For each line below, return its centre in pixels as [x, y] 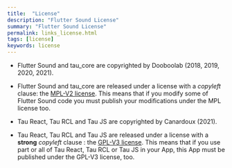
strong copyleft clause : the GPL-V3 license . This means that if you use [119, 142]
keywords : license [34, 46]
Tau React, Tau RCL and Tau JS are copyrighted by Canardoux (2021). [117, 121]
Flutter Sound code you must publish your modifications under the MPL [119, 101]
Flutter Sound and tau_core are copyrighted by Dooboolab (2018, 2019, [118, 65]
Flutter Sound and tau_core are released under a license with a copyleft [119, 86]
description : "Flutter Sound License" [63, 20]
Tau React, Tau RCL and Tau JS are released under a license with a [113, 135]
